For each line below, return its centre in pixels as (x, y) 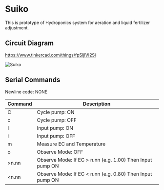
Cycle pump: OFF (57, 120)
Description (97, 104)
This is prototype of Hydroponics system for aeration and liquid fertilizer (78, 23)
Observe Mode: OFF (60, 152)
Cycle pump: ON (56, 112)
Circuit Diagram (29, 43)
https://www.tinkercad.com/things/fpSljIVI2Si (51, 55)
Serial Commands (33, 80)
